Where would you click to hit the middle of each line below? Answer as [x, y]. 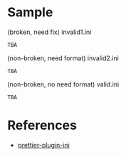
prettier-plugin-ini [43, 145]
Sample [30, 12]
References [42, 126]
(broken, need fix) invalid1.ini [49, 32]
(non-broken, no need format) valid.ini [63, 84]
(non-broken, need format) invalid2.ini [63, 58]
